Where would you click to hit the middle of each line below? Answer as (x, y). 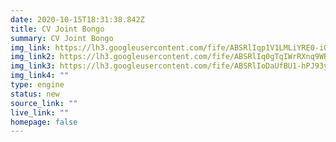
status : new (35, 94)
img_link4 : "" (40, 76)
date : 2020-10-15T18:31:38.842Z (77, 19)
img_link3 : (33, 66)
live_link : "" (40, 112)
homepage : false (44, 122)
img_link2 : (33, 57)
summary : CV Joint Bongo (62, 38)
